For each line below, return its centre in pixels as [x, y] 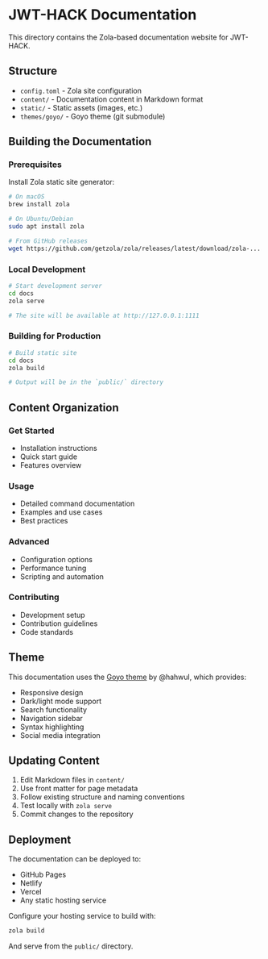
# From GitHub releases [48, 241]
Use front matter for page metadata [79, 789]
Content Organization [64, 408]
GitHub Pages [43, 875]
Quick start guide [49, 457]
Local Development [47, 269]
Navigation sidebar [51, 718]
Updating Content [54, 761]
